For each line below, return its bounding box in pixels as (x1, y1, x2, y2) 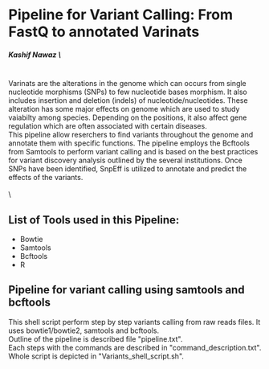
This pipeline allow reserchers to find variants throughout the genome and (8, 130, 254, 140)
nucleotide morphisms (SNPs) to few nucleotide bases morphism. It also (8, 87, 247, 97)
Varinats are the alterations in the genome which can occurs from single (8, 79, 247, 88)
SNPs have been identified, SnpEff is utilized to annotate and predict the (8, 164, 247, 174)
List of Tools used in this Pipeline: (8, 213, 180, 227)
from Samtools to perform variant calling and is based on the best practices (8, 147, 259, 157)
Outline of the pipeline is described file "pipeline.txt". (8, 334, 183, 343)
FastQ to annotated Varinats (8, 23, 200, 41)
